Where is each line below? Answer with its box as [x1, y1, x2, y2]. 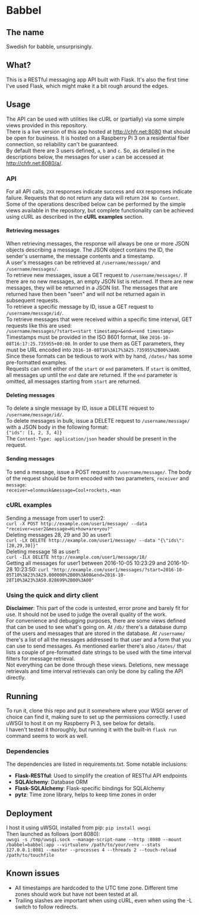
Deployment [6, 808, 53, 818]
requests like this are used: [6, 322, 72, 329]
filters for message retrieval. [6, 655, 75, 662]
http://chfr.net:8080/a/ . [6, 159, 63, 166]
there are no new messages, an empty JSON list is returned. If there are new [6, 278, 194, 285]
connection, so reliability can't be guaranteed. [6, 140, 119, 147]
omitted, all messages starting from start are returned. [6, 378, 141, 385]
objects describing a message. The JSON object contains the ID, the [6, 246, 173, 253]
